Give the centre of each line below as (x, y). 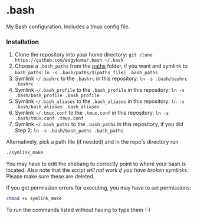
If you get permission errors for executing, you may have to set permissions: (99, 188)
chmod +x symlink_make (34, 199)
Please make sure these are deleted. (50, 177)
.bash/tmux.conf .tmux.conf (49, 118)
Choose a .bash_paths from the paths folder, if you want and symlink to (101, 66)
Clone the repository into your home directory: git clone (83, 55)
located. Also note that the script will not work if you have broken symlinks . (97, 170)
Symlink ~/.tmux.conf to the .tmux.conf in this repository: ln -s (92, 113)
